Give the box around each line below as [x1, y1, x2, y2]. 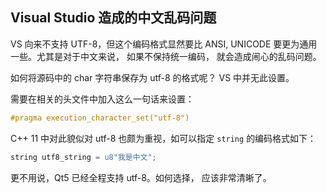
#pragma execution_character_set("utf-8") [10, 113, 190, 123]
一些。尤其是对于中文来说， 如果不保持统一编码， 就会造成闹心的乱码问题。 [10, 50, 322, 62]
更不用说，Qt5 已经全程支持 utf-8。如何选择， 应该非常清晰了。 [10, 171, 272, 183]
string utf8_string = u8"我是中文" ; [10, 152, 157, 162]
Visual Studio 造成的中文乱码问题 [10, 9, 217, 27]
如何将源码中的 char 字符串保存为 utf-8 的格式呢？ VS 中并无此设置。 [10, 71, 295, 83]
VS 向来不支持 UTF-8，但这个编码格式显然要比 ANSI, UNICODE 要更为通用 [10, 38, 318, 50]
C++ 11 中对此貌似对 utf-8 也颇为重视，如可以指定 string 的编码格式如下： [10, 132, 317, 144]
